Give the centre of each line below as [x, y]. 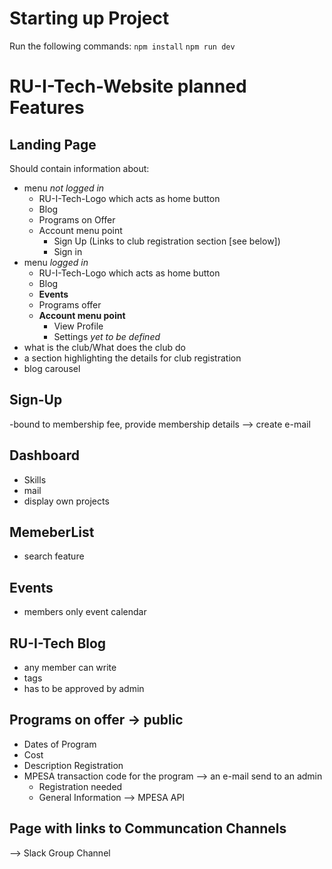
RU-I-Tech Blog [58, 643]
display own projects [66, 501]
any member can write [70, 667]
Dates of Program [60, 744]
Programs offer [70, 304]
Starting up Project [89, 18]
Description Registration [73, 765]
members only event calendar [85, 612]
